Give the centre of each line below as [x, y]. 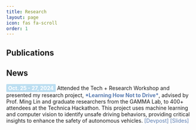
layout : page [22, 17]
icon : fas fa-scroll [32, 23]
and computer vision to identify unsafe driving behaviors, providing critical [98, 114]
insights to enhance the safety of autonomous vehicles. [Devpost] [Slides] [98, 121]
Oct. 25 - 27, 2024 [31, 88]
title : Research [26, 12]
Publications [30, 52]
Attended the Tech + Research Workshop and [113, 88]
